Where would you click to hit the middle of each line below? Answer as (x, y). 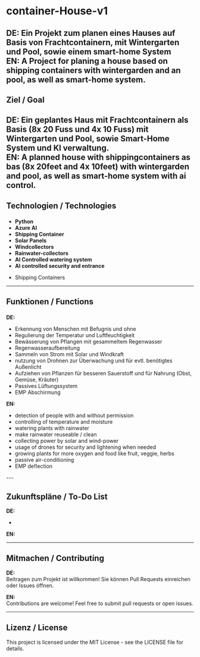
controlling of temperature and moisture (64, 422)
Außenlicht (28, 367)
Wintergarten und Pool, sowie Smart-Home (88, 139)
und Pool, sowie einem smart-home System (89, 52)
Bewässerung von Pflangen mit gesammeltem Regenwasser (88, 342)
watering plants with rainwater (52, 428)
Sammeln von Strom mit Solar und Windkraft (69, 354)
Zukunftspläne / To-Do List (57, 496)
